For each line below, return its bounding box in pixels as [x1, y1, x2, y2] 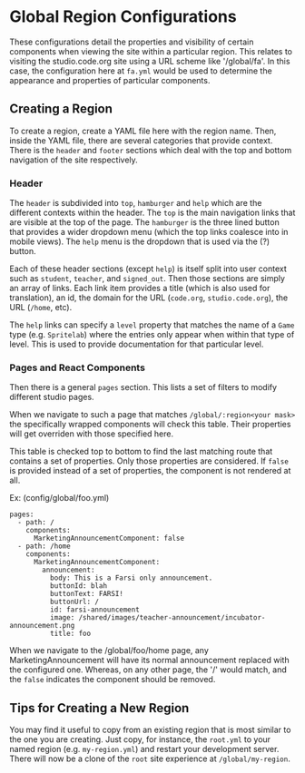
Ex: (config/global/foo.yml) [9, 493, 110, 504]
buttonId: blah [49, 582, 107, 591]
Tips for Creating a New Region [9, 700, 190, 716]
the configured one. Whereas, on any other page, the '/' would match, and [9, 664, 288, 675]
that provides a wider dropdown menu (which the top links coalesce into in [9, 227, 289, 238]
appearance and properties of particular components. [9, 74, 211, 85]
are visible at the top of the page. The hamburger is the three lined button [9, 217, 280, 228]
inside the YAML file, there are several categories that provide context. [9, 134, 273, 146]
